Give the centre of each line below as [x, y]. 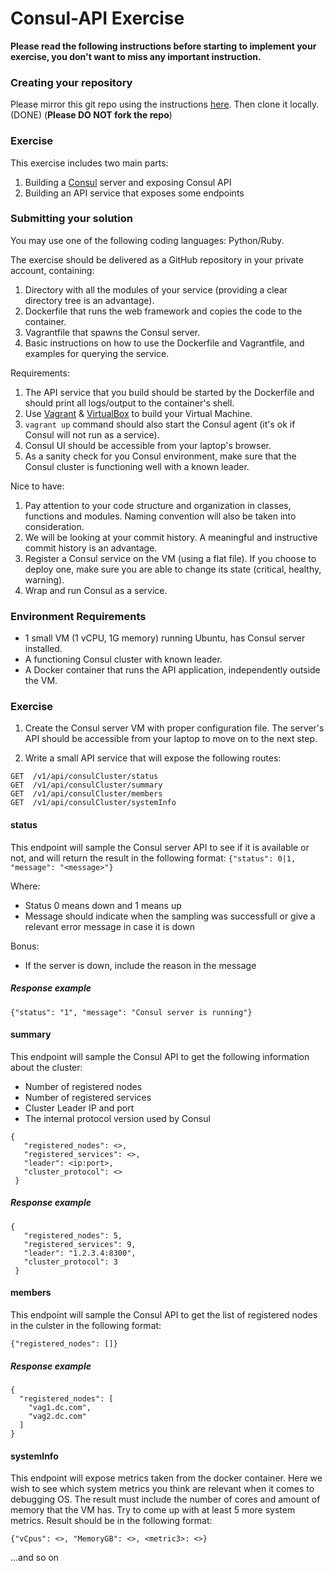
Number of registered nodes [83, 1086]
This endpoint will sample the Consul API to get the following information [160, 1056]
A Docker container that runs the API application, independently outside [172, 670]
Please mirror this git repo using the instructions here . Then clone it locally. [165, 104]
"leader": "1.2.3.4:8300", [80, 1253]
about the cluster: [46, 1067]
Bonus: [25, 946]
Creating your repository [71, 82]
